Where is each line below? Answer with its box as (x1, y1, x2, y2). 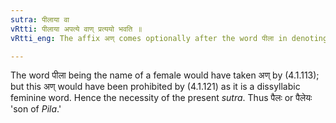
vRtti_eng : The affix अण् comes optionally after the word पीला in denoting (10, 33, 328, 43)
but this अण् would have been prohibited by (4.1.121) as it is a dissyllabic (10, 81, 301, 93)
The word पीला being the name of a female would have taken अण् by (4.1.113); (10, 69, 320, 81)
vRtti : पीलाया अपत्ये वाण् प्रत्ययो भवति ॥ (10, 24, 143, 34)
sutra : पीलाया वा (10, 14, 70, 25)
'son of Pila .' (10, 103, 62, 115)
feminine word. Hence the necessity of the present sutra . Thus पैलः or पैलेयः (10, 92, 313, 104)
